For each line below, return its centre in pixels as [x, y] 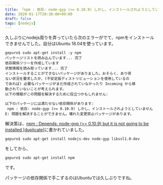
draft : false [18, 18]
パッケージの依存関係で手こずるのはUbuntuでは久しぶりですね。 [70, 178]
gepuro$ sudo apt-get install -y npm [43, 53]
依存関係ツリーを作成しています [32, 63]
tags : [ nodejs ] [20, 23]
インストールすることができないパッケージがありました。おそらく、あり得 [68, 74]
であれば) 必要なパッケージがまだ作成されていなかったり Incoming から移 [70, 84]
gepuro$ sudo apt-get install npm [40, 158]
